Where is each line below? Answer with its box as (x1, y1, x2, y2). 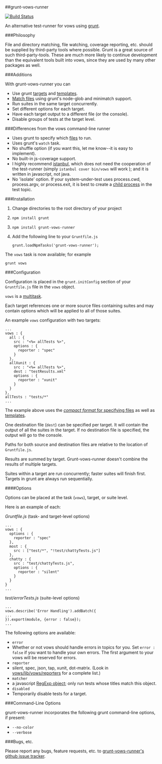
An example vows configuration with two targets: (5, 317, 101, 323)
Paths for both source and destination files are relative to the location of (5, 441, 148, 447)
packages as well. (5, 63, 41, 68)
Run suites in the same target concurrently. (12, 101, 98, 106)
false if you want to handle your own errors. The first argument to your (12, 650, 154, 655)
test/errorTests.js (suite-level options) (5, 595, 80, 601)
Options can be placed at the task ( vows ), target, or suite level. (5, 495, 128, 500)
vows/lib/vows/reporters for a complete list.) (12, 670, 101, 676)
